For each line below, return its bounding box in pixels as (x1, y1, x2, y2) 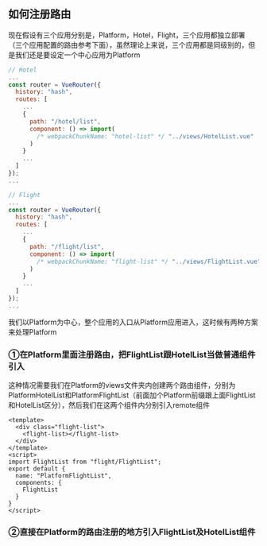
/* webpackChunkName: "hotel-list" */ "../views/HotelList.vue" (37, 132, 254, 141)
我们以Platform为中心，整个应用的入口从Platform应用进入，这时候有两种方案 (8, 317, 258, 327)
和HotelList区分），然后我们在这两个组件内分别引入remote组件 (8, 401, 211, 410)
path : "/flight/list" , (29, 242, 105, 250)
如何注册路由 (8, 7, 72, 21)
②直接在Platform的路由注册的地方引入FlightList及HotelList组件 (8, 527, 256, 538)
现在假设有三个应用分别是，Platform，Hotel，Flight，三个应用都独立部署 (8, 30, 246, 40)
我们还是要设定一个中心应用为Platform (14, 50, 141, 60)
